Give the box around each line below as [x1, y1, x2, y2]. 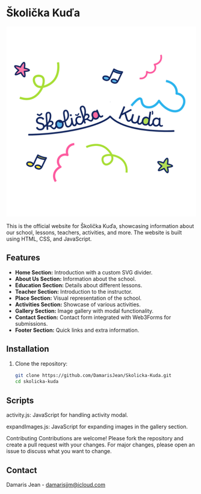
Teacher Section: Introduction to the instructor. [14, 288, 133, 295]
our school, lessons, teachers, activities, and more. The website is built [6, 229, 182, 236]
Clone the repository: [14, 359, 68, 367]
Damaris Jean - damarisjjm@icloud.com [6, 481, 105, 488]
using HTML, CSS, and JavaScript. [6, 235, 92, 242]
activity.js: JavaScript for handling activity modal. [6, 411, 128, 419]
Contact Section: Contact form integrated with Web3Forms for [14, 314, 172, 321]
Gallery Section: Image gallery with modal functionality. [14, 307, 154, 314]
